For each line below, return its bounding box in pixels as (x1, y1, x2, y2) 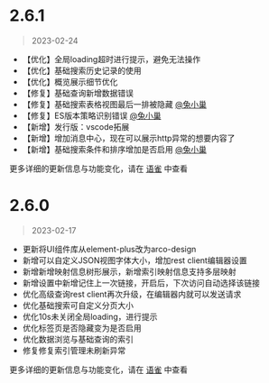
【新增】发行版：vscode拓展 (22, 121, 130, 132)
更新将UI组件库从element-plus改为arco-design (22, 243, 197, 254)
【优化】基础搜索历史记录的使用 (22, 65, 142, 76)
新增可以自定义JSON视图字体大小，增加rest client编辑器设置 (22, 254, 247, 266)
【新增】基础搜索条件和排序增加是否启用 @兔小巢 (22, 143, 208, 154)
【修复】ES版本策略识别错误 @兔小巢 (22, 110, 162, 121)
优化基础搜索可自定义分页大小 (22, 299, 134, 311)
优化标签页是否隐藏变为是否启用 (22, 322, 142, 333)
